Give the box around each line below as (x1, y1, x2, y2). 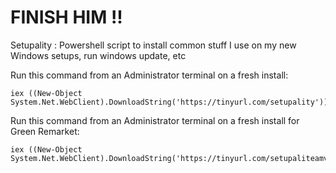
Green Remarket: (10, 125, 80, 137)
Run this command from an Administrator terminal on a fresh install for (10, 114, 300, 126)
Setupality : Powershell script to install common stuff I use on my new (10, 39, 297, 51)
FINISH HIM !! (10, 6, 123, 29)
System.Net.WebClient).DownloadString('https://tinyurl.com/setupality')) (10, 97, 329, 107)
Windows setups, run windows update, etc (10, 49, 187, 61)
